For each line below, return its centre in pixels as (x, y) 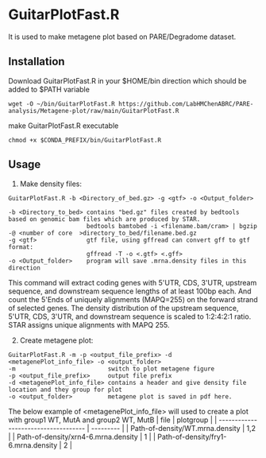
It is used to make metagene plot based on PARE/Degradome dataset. (122, 37)
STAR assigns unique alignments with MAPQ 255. (89, 324)
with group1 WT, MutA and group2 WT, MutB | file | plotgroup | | (113, 420)
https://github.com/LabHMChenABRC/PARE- (186, 104)
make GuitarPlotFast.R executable (64, 126)
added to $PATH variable (49, 89)
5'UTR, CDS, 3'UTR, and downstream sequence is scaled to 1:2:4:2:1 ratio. (130, 316)
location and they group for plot (66, 390)
